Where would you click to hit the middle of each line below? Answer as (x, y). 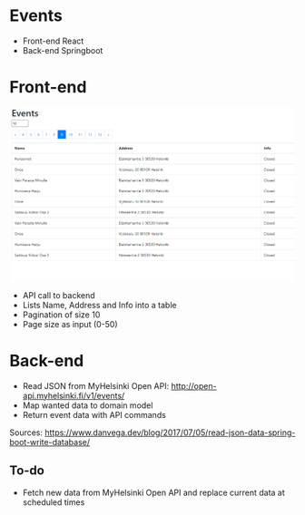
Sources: (26, 432)
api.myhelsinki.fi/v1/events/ (74, 395)
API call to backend (59, 295)
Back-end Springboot (63, 50)
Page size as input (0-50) (70, 324)
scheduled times (54, 502)
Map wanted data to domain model (88, 405)
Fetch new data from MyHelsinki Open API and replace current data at (154, 492)
